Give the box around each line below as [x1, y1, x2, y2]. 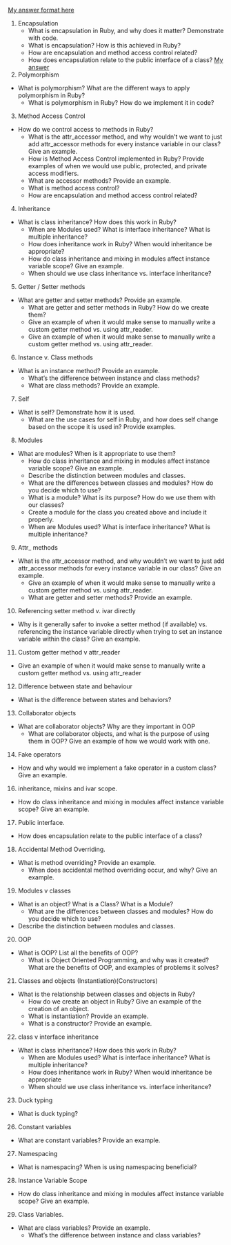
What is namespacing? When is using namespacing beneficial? [17, 1163, 197, 1171]
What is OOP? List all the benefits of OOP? [17, 948, 139, 957]
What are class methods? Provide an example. [28, 381, 160, 389]
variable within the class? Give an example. [17, 635, 141, 643]
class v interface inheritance [17, 1033, 99, 1041]
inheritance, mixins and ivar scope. [17, 784, 118, 793]
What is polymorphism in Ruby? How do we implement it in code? [28, 99, 214, 106]
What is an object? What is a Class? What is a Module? [17, 900, 174, 908]
